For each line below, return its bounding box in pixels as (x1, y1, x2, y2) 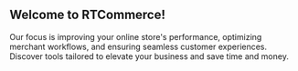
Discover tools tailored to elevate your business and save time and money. (9, 50, 290, 62)
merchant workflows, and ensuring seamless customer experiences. (9, 41, 268, 52)
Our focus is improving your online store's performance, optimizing (9, 31, 262, 42)
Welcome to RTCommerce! (9, 7, 166, 23)
